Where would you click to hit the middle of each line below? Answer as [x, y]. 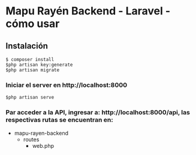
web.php [43, 145]
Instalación [27, 46]
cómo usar [33, 24]
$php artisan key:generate [39, 65]
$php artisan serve [30, 98]
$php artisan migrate [33, 70]
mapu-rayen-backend [41, 133]
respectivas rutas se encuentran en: [59, 120]
